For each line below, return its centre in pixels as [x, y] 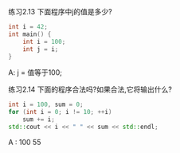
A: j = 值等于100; [35, 73]
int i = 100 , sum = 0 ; [46, 105]
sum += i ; [39, 120]
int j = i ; [41, 49]
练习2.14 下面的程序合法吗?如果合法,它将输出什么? [90, 89]
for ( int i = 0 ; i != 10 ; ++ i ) [60, 112]
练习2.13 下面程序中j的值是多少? [61, 12]
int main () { [30, 34]
